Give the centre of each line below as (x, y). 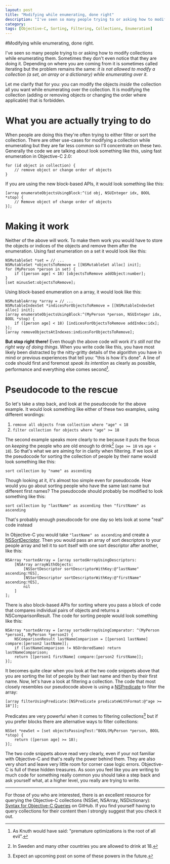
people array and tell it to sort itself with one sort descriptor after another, (82, 546)
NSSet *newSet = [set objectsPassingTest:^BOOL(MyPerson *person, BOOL (82, 731)
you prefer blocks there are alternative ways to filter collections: (72, 721)
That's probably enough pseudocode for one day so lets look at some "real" (84, 520)
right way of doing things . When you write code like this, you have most (80, 347)
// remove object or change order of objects (63, 170)
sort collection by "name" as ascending (49, 471)
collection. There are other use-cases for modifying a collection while (78, 140)
